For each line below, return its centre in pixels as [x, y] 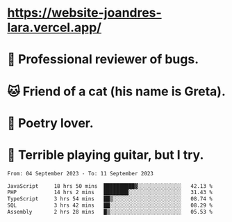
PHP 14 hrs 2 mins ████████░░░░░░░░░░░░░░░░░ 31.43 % [110, 193]
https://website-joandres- [84, 13]
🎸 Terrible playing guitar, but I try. [106, 155]
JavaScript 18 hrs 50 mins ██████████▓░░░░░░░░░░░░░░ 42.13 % [110, 186]
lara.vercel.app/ [55, 27]
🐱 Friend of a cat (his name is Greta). [116, 91]
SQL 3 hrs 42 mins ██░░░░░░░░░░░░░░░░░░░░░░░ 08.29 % [110, 206]
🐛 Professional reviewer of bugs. [103, 60]
